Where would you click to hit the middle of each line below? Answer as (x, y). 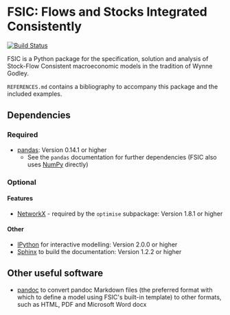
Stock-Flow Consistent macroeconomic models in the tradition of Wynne (110, 66)
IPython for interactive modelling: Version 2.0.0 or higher (97, 244)
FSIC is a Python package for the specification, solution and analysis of (108, 58)
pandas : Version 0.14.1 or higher (62, 150)
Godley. (18, 73)
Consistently (45, 26)
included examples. (35, 94)
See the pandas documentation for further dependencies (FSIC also (122, 157)
